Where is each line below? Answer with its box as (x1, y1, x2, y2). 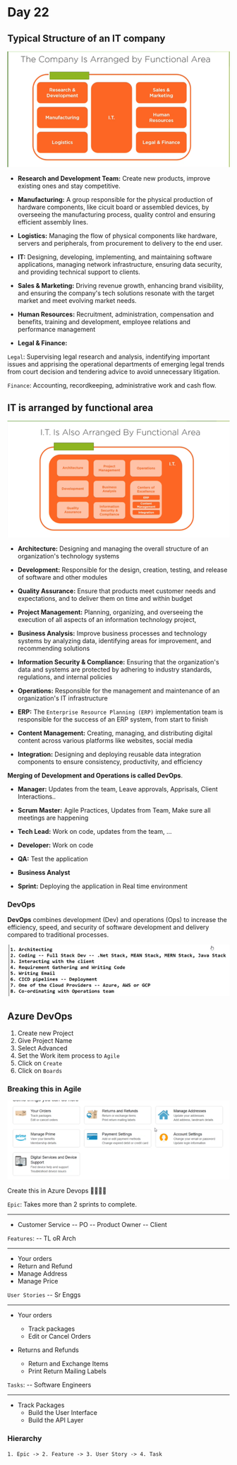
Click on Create (17, 1059, 62, 1068)
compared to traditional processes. (7, 930, 109, 939)
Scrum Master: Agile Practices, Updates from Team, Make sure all (17, 806, 211, 814)
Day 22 (7, 4, 49, 20)
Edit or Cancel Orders (28, 1332, 92, 1341)
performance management (17, 325, 96, 334)
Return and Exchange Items (28, 1360, 109, 1368)
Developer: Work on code (17, 841, 94, 849)
